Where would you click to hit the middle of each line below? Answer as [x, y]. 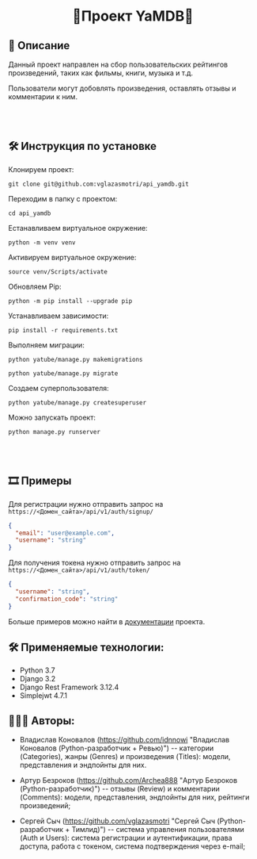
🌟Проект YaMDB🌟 [133, 16]
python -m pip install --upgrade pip [70, 301]
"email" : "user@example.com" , [65, 533]
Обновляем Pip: [35, 286]
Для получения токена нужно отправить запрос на [94, 563]
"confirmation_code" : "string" [67, 599]
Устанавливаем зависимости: [59, 316]
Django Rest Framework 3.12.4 [69, 687]
